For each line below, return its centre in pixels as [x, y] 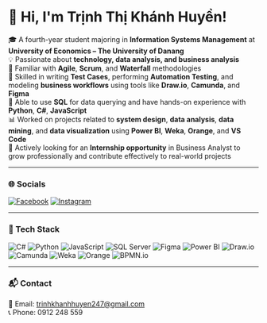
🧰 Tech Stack [34, 229]
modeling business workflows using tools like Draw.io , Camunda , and [124, 85]
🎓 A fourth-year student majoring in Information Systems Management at [132, 39]
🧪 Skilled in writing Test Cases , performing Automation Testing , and [121, 76]
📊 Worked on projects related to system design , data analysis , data [121, 119]
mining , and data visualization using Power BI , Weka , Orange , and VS [125, 130]
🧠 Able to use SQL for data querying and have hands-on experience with [127, 102]
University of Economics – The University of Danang [96, 51]
